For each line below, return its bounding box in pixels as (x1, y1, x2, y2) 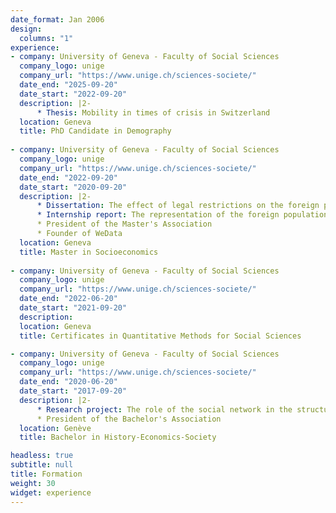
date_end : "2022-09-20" (19, 172, 118, 183)
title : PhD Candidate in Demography (19, 126, 172, 136)
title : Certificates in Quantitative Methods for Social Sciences (19, 331, 302, 341)
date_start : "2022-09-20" (19, 89, 128, 99)
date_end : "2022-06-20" (19, 294, 118, 304)
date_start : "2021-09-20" (19, 303, 128, 313)
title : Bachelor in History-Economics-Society (19, 432, 217, 443)
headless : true (10, 451, 74, 461)
